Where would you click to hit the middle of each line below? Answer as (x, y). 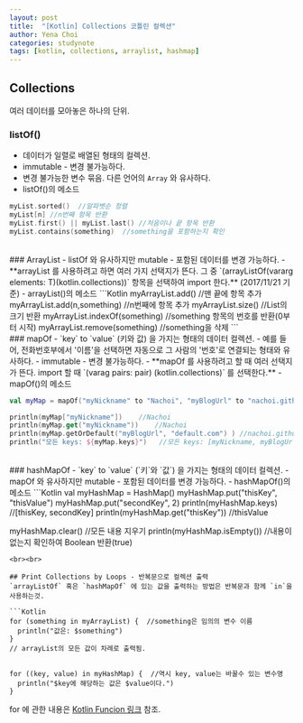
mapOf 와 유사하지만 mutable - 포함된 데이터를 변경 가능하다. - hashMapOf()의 (150, 482)
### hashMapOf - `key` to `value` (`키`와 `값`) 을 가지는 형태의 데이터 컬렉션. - (149, 470)
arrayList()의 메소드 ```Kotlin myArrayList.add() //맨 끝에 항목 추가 (145, 293)
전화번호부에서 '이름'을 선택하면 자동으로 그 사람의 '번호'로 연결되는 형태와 (151, 349)
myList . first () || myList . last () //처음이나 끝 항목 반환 (112, 223)
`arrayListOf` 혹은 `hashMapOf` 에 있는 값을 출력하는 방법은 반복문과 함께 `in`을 (151, 587)
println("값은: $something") (70, 631)
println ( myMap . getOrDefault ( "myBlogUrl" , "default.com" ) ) (123, 434)
